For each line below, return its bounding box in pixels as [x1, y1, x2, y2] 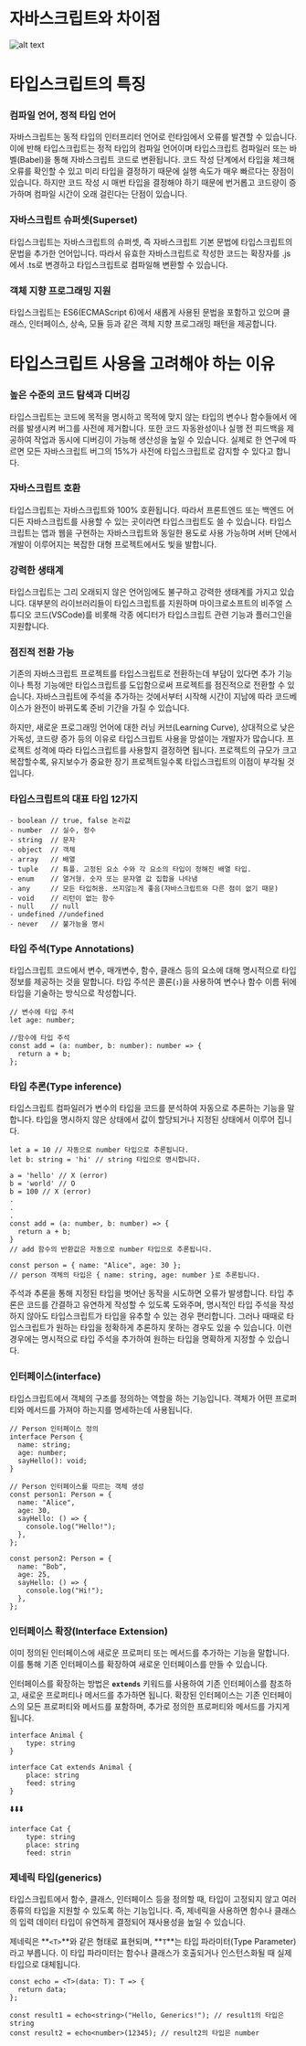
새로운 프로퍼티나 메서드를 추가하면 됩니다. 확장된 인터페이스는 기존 [21, 1689, 260, 1700]
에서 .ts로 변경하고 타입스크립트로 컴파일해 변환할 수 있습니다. [9, 259, 228, 270]
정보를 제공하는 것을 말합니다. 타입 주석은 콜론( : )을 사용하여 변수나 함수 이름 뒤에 [9, 976, 297, 987]
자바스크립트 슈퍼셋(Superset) [9, 214, 139, 227]
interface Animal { [9, 1730, 84, 1740]
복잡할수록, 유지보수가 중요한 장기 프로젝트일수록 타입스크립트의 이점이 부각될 [9, 756, 286, 767]
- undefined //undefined [9, 909, 104, 919]
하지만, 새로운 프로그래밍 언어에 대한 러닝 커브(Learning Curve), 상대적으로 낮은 [9, 722, 295, 733]
